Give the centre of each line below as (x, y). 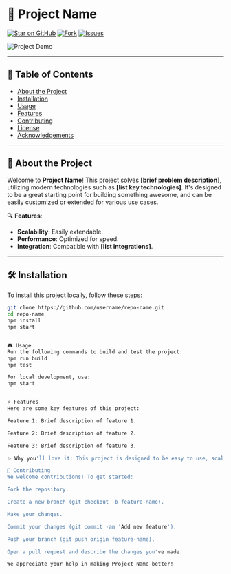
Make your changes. (35, 514)
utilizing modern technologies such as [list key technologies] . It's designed (114, 187)
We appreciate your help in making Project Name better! (90, 564)
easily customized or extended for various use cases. (83, 202)
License (28, 127)
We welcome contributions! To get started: (70, 477)
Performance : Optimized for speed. (68, 239)
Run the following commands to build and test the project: (95, 352)
